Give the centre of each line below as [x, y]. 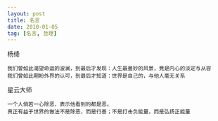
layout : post [26, 14]
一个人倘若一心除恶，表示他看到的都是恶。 [60, 105]
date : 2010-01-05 [33, 27]
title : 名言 [24, 20]
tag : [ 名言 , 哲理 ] [32, 33]
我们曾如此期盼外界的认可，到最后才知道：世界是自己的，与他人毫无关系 [96, 76]
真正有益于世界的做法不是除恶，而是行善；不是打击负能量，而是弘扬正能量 [99, 112]
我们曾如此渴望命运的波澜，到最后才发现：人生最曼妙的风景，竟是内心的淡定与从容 [109, 69]
